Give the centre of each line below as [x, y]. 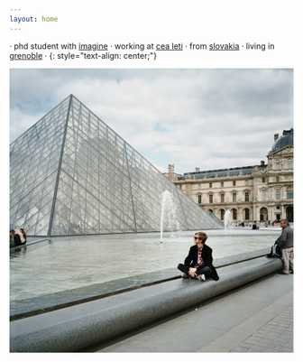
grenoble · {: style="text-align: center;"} [83, 55]
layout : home [34, 19]
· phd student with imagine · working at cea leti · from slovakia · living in [142, 46]
